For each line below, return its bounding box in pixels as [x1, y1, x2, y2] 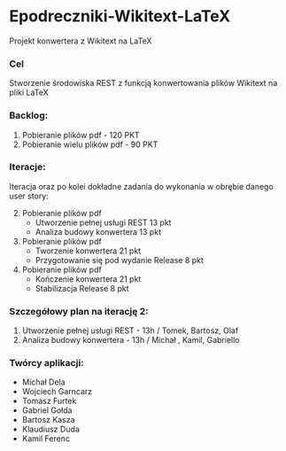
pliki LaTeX [9, 87, 49, 98]
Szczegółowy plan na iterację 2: [9, 305, 149, 317]
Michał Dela [21, 377, 66, 387]
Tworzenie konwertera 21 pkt [35, 245, 142, 256]
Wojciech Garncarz [21, 386, 93, 397]
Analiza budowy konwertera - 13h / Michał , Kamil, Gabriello [21, 335, 240, 346]
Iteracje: [9, 161, 46, 174]
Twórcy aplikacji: [9, 357, 84, 369]
